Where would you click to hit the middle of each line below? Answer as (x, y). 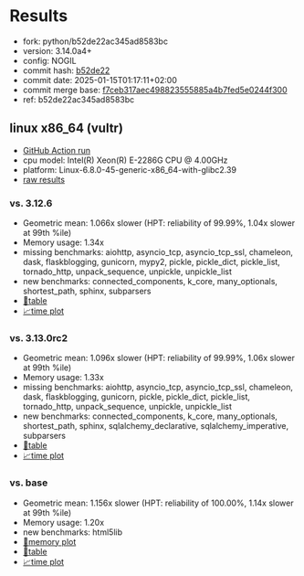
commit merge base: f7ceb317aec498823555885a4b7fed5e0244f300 (155, 90)
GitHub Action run (57, 150)
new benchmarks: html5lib (73, 532)
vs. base (29, 483)
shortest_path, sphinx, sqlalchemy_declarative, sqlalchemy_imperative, (156, 426)
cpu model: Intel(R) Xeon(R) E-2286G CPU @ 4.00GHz (125, 160)
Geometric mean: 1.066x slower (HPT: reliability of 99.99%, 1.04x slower (159, 223)
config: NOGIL (49, 60)
